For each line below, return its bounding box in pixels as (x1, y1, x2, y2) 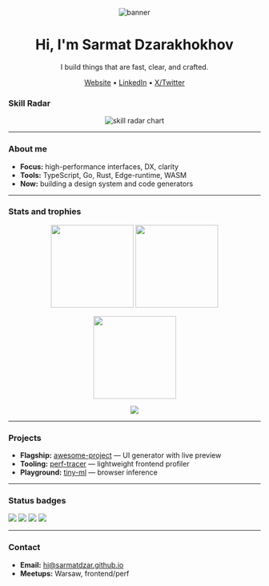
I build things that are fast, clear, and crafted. (60, 62, 209, 71)
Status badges (8, 495, 66, 507)
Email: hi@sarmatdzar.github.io (19, 560, 124, 569)
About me (8, 143, 48, 155)
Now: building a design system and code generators (19, 179, 194, 188)
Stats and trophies (8, 206, 82, 217)
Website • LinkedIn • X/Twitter (83, 77, 186, 87)
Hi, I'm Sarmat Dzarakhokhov (35, 36, 234, 54)
